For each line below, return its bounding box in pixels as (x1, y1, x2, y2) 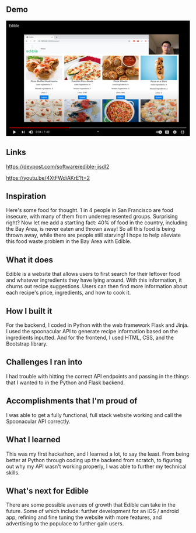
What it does (6, 255, 54, 265)
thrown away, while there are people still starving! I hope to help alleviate (6, 231, 181, 239)
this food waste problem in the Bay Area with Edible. (6, 238, 132, 245)
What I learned (6, 435, 61, 445)
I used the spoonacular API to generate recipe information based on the (6, 328, 178, 335)
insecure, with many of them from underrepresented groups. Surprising (6, 213, 178, 220)
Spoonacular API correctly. (6, 418, 71, 425)
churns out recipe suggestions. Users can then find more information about (6, 283, 188, 290)
